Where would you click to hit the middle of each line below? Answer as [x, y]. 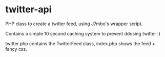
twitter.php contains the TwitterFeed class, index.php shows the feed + [80, 43]
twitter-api [28, 9]
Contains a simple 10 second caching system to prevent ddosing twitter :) [83, 33]
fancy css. [16, 49]
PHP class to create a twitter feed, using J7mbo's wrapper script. [74, 24]
